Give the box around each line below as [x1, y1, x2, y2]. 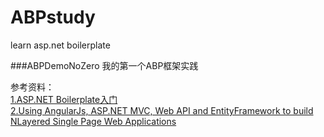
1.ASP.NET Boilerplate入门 [10, 93, 118, 105]
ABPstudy [10, 6, 96, 29]
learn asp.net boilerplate [10, 39, 111, 51]
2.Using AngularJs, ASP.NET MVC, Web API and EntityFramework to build [10, 104, 314, 116]
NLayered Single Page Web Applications [10, 115, 177, 127]
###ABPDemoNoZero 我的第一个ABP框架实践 [10, 59, 199, 71]
